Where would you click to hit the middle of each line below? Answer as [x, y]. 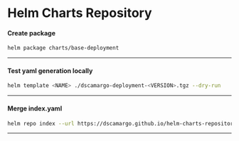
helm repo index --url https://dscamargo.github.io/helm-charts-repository [122, 123]
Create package [31, 33]
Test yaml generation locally [50, 70]
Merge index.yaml [35, 108]
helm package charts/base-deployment [63, 48]
